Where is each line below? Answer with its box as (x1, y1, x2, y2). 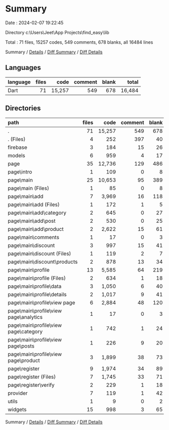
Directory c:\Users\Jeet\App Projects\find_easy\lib (5, 29, 110, 35)
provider (8, 389, 28, 396)
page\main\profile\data (8, 283, 62, 290)
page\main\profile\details (8, 291, 67, 298)
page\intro (8, 168, 33, 175)
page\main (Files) (8, 185, 49, 192)
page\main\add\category (8, 209, 67, 216)
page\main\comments (8, 233, 59, 240)
